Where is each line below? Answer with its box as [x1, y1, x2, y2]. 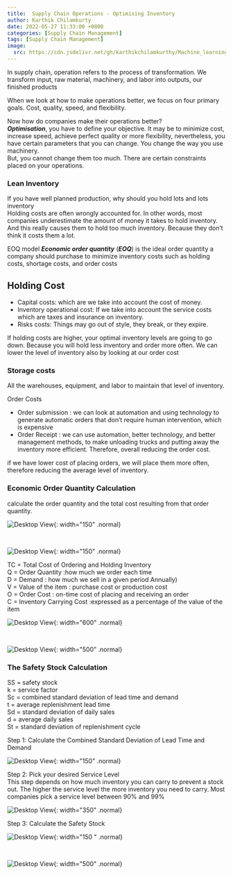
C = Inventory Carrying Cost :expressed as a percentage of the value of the [7, 597, 223, 606]
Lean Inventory [7, 178, 60, 188]
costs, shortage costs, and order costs [7, 260, 118, 268]
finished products [7, 83, 58, 91]
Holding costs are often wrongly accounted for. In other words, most [7, 209, 202, 217]
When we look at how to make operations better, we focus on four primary [7, 96, 220, 104]
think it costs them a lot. [7, 231, 76, 240]
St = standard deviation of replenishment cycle [7, 722, 141, 731]
